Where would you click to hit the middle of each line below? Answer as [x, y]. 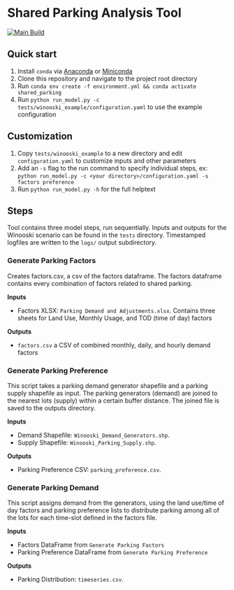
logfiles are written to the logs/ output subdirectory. [82, 243]
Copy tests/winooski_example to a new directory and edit [100, 153]
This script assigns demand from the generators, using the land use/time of [116, 503]
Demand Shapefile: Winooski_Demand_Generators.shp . [93, 435]
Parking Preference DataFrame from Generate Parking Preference [112, 552]
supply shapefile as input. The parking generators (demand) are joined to [112, 393]
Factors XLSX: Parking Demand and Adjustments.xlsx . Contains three [116, 310]
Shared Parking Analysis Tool [94, 13]
